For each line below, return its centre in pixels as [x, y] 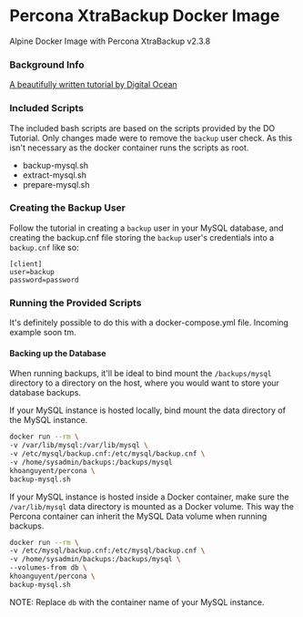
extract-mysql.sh [54, 175]
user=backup [32, 272]
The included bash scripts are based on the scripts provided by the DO [142, 128]
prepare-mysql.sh [56, 184]
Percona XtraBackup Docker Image [145, 16]
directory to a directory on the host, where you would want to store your [145, 383]
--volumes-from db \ [49, 568]
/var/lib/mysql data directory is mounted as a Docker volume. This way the [151, 506]
